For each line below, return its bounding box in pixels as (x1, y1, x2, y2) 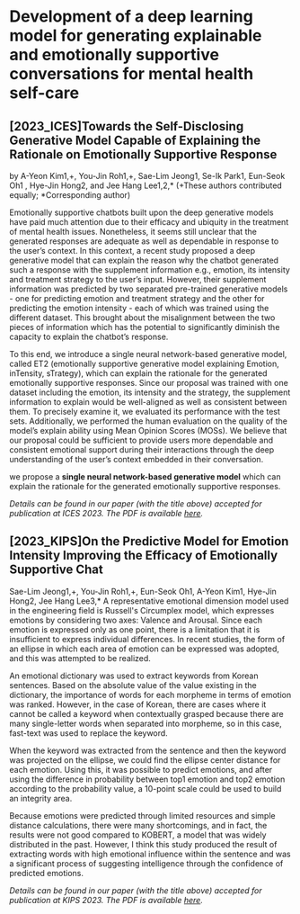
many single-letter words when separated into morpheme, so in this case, (9, 718, 283, 729)
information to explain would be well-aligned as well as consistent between (9, 397, 287, 407)
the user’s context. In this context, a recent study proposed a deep (9, 246, 256, 255)
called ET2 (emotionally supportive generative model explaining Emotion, (9, 358, 280, 369)
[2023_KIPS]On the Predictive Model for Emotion (9, 533, 289, 550)
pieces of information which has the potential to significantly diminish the (9, 322, 280, 332)
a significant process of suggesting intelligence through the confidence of (9, 857, 284, 869)
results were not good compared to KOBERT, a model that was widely (9, 829, 267, 840)
